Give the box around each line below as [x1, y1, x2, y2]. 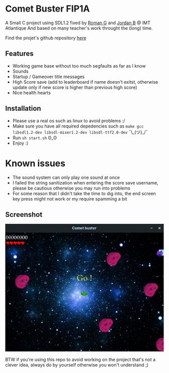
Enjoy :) [12, 140, 29, 146]
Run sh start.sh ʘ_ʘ [12, 135, 57, 141]
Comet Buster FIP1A [5, 3, 90, 15]
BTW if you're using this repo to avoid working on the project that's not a [5, 356, 156, 362]
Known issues [5, 157, 65, 169]
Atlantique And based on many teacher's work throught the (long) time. [5, 25, 153, 31]
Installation [5, 104, 41, 113]
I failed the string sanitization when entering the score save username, [12, 179, 158, 185]
